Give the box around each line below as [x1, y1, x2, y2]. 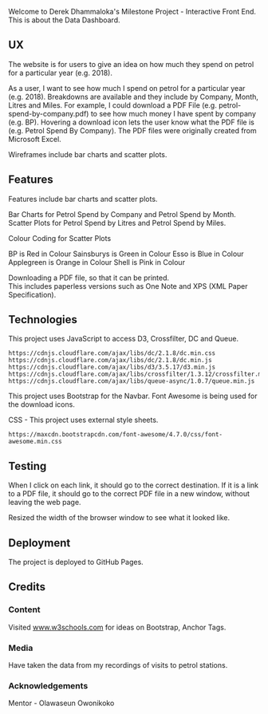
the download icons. [8, 400, 76, 409]
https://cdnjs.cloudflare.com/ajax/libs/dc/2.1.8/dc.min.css [8, 349, 216, 357]
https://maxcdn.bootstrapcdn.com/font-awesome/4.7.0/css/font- [8, 431, 223, 439]
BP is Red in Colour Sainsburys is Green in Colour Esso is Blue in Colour [8, 249, 245, 258]
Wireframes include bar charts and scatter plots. [8, 149, 167, 159]
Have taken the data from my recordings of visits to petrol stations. [8, 661, 228, 670]
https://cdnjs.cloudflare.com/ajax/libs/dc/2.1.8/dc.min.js [8, 357, 213, 365]
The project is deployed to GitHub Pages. [8, 558, 144, 567]
